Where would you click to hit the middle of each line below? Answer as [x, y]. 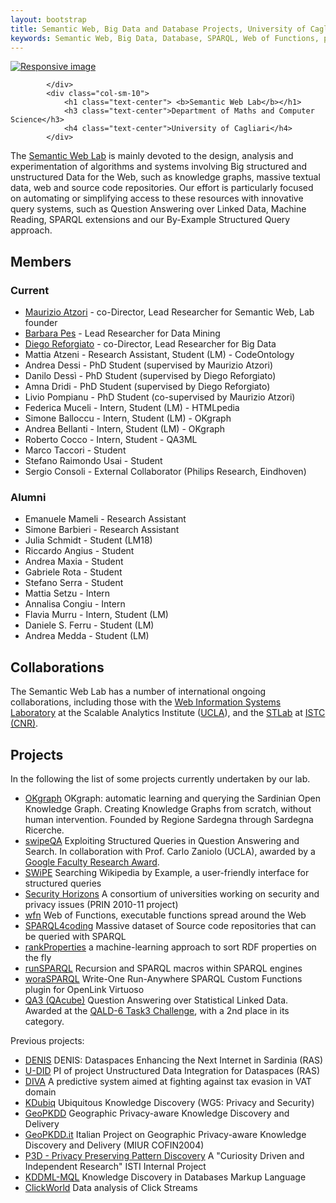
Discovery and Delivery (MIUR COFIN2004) [114, 1145]
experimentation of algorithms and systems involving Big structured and [159, 167]
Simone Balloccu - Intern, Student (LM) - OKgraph [128, 418]
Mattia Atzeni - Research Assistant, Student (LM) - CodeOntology [159, 355]
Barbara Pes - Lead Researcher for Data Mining [122, 333]
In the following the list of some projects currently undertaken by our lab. [160, 778]
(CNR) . [24, 723]
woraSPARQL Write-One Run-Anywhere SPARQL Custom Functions [163, 978]
